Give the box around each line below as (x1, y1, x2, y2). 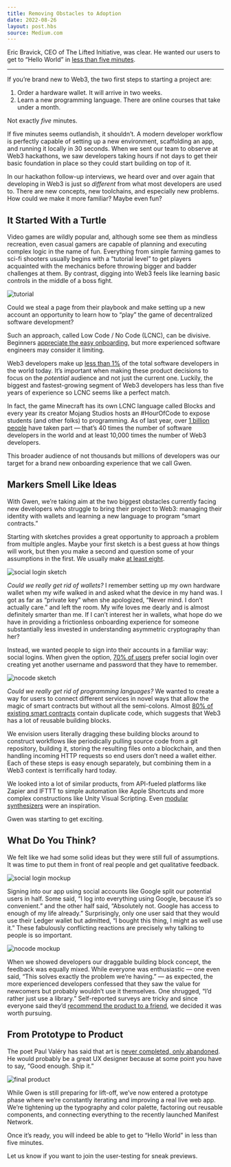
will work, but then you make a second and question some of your (7, 547, 195, 555)
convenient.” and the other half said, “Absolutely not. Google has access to (7, 901, 219, 910)
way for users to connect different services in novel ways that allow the (7, 694, 210, 702)
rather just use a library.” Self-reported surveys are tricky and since (7, 994, 198, 1002)
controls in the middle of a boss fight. (7, 277, 113, 285)
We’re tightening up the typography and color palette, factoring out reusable (7, 1103, 223, 1111)
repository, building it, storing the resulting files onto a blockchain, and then (7, 744, 221, 753)
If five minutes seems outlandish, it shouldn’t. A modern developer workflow (7, 130, 223, 138)
